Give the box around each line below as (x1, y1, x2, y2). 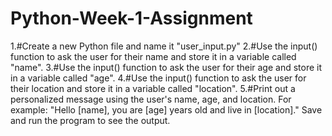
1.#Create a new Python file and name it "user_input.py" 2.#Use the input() (10, 40, 318, 52)
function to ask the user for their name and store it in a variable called (10, 50, 297, 62)
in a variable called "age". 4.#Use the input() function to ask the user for (10, 72, 307, 84)
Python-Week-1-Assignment (10, 7, 253, 30)
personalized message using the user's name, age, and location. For (10, 93, 292, 105)
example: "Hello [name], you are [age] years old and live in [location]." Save (10, 103, 323, 116)
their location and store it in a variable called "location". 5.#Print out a (10, 82, 296, 94)
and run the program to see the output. (10, 114, 171, 126)
